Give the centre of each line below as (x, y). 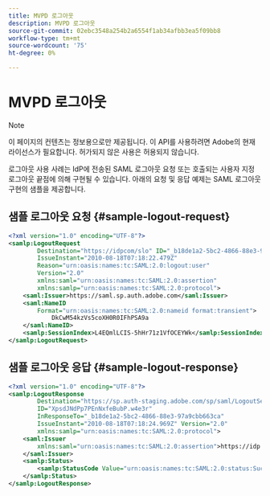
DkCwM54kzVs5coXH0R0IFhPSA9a (100, 318)
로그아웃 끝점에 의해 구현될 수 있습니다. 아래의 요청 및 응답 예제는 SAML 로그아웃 (135, 178)
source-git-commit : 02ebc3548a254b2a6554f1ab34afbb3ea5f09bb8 (115, 31)
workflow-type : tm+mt (45, 38)
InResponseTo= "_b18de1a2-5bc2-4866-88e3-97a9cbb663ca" (131, 416)
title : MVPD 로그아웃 (41, 16)
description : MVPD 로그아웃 (52, 23)
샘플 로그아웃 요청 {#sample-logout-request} (119, 217)
